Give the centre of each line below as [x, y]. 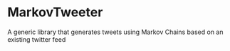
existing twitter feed [37, 39]
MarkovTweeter [55, 12]
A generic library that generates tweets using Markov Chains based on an [115, 32]
